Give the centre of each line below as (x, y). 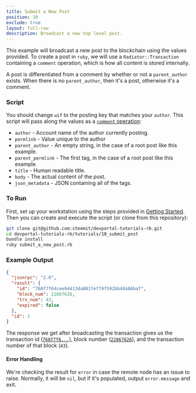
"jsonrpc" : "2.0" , (34, 278)
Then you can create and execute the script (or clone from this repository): (97, 217)
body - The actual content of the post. (60, 177)
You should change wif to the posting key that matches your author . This (95, 115)
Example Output (30, 260)
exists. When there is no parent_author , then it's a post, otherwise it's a (93, 81)
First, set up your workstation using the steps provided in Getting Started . (95, 211)
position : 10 (22, 17)
